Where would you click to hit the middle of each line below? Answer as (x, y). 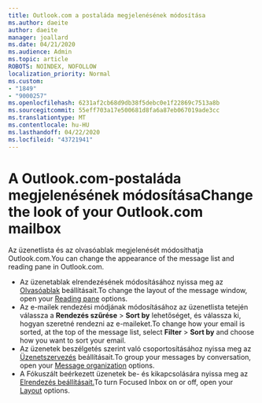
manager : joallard (38, 37)
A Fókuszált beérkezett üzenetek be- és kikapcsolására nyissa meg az (134, 374)
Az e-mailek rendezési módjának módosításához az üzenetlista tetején (134, 307)
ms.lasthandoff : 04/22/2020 (54, 132)
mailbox (35, 228)
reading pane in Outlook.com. (56, 267)
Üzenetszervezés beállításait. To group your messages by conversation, (135, 357)
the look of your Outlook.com (105, 212)
